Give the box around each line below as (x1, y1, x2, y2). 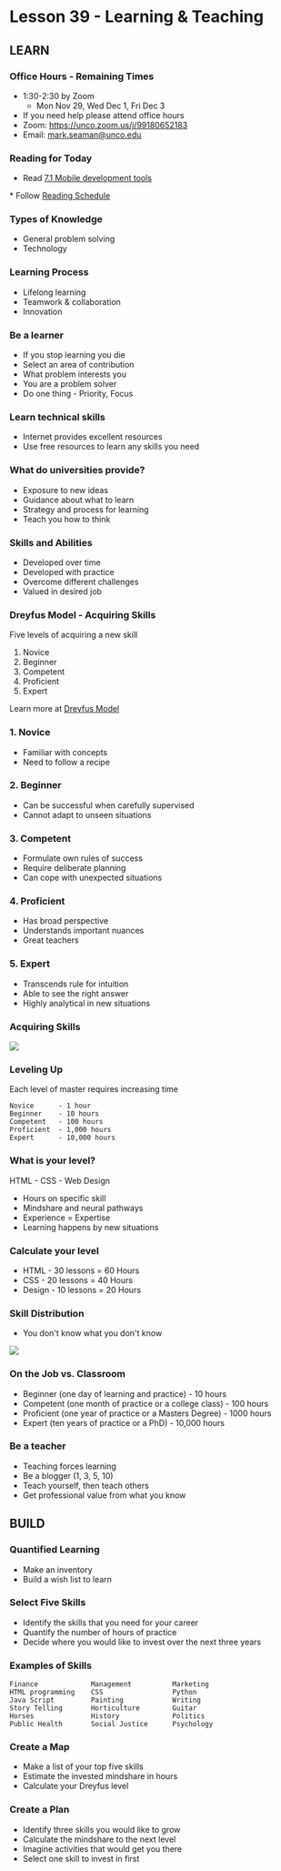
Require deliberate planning (22, 863, 126, 874)
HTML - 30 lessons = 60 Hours (22, 1265, 140, 1276)
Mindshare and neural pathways (22, 1202, 144, 1213)
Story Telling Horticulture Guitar (9, 1704, 197, 1713)
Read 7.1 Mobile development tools (22, 173, 153, 184)
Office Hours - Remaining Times (9, 70, 155, 83)
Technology (22, 243, 68, 254)
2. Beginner (9, 779, 62, 792)
